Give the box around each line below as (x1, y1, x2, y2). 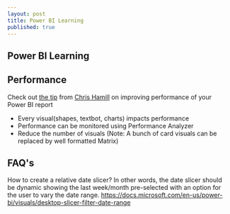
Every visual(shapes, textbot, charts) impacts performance (17, 114, 190, 123)
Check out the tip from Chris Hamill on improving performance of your (7, 93, 212, 101)
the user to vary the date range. (7, 191, 100, 199)
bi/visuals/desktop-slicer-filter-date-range (7, 198, 131, 207)
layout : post (7, 10, 46, 18)
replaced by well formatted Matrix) (17, 136, 119, 145)
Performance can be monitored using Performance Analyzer (17, 121, 194, 130)
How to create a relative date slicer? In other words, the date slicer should (7, 176, 222, 184)
